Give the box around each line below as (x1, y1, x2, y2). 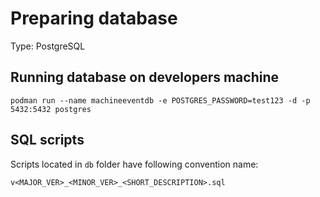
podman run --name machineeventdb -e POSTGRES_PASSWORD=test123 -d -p (10, 95, 311, 106)
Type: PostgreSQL (10, 40, 86, 52)
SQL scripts (10, 132, 85, 149)
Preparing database (10, 7, 178, 30)
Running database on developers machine (10, 69, 279, 86)
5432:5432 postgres (10, 104, 92, 114)
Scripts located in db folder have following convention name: (10, 158, 259, 170)
